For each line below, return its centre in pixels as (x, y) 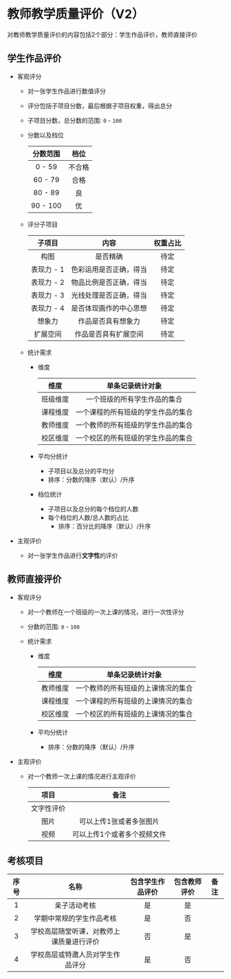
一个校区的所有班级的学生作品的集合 (134, 437)
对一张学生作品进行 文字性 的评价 (73, 555)
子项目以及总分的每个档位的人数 (93, 508)
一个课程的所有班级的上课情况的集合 (134, 701)
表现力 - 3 (47, 295)
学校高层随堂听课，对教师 (72, 931)
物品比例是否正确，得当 (109, 282)
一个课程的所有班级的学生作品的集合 (134, 412)
